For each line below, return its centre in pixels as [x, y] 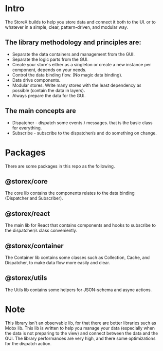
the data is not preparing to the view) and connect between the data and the [81, 333]
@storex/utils [26, 278]
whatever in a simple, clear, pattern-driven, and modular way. [66, 27]
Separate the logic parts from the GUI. [50, 59]
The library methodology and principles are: [73, 43]
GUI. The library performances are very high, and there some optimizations [80, 338]
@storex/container [35, 246]
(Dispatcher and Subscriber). [34, 198]
